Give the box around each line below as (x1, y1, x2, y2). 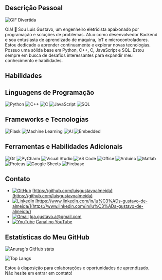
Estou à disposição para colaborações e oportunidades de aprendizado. (5, 265, 150, 271)
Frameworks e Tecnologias (5, 115, 89, 124)
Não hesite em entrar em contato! (5, 270, 72, 276)
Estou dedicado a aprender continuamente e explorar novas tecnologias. (5, 42, 151, 48)
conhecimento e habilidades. (5, 57, 63, 63)
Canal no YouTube (36, 219, 72, 225)
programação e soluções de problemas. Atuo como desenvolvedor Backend (5, 31, 158, 37)
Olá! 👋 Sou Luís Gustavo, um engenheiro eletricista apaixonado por (5, 26, 140, 32)
